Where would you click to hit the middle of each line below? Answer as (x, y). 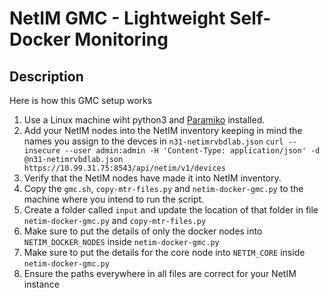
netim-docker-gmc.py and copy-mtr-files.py (115, 220)
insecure (42, 151)
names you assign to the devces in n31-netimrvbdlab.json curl (153, 141)
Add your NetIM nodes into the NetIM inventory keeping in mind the (163, 130)
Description (46, 76)
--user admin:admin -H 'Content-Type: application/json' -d (192, 151)
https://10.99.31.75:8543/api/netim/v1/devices (124, 168)
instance (41, 284)
